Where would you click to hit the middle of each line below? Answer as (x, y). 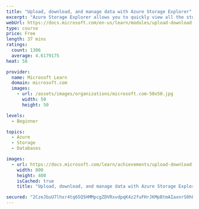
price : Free (21, 34)
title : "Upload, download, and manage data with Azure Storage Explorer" (99, 12)
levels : (16, 115)
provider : (18, 72)
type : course (22, 28)
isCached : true (36, 181)
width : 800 (30, 170)
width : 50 (34, 99)
